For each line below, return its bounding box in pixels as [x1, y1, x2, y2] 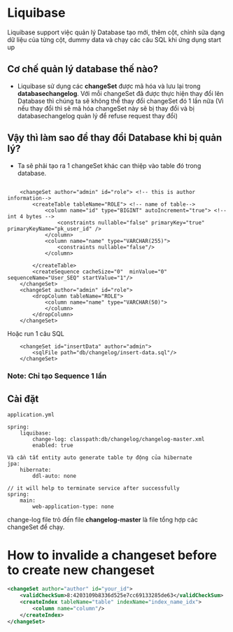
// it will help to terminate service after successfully [7, 485, 180, 492]
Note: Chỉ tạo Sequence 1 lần [7, 371, 107, 381]
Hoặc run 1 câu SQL [7, 329, 64, 337]
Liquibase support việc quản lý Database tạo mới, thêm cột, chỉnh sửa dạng [7, 28, 225, 36]
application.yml [7, 412, 55, 419]
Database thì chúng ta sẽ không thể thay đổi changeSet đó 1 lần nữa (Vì [17, 97, 224, 105]
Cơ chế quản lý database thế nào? [7, 63, 159, 75]
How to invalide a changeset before [7, 547, 217, 563]
